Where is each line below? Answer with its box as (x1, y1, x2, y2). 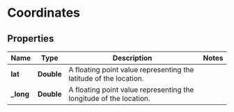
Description (112, 54, 153, 63)
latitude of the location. (68, 74, 144, 83)
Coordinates (7, 5, 81, 21)
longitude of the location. (68, 94, 150, 103)
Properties (7, 33, 54, 45)
